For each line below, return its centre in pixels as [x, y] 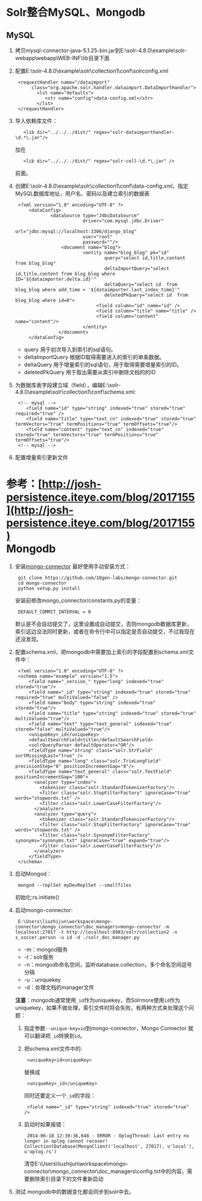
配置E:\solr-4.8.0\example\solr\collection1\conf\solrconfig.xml [92, 71]
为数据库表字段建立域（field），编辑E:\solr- [68, 385]
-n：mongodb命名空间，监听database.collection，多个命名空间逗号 [108, 964]
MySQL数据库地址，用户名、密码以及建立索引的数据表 [82, 194]
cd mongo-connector [42, 583]
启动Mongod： [33, 873]
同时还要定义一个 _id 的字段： [60, 1095]
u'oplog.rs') [40, 1151]
